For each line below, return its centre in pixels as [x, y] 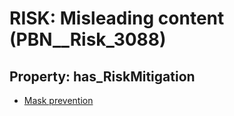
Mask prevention [58, 100]
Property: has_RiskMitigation [102, 76]
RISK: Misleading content [117, 18]
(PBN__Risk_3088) [88, 39]
